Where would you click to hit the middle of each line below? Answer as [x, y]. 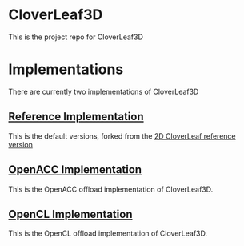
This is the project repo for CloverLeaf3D [76, 37]
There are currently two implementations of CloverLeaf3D [104, 91]
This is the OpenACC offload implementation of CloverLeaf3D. [111, 189]
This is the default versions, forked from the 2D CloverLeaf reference [122, 136]
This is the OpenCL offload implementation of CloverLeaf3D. [108, 233]
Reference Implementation [76, 117]
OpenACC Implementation [75, 170]
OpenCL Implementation [70, 214]
